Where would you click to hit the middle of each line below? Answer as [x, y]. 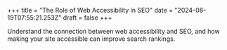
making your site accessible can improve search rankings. [91, 39]
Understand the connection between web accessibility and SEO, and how [113, 31]
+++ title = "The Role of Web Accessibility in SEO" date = [90, 10]
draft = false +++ [87, 18]
